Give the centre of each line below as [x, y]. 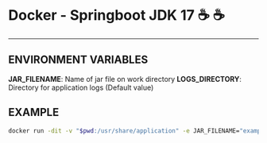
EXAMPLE [34, 112]
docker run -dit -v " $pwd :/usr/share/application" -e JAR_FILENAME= [124, 131]
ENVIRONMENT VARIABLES [78, 60]
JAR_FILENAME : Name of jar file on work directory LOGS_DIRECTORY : [125, 79]
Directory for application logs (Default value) [81, 87]
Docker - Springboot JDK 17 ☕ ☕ [116, 15]
